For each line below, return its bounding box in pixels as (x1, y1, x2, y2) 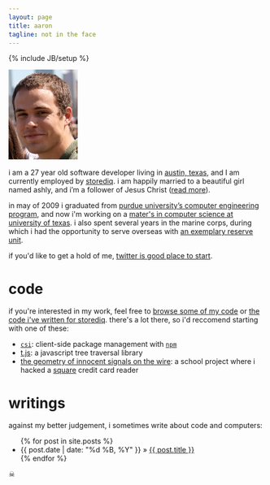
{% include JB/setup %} (8, 54, 89, 63)
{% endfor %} (20, 453, 67, 463)
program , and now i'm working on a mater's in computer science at (8, 210, 233, 219)
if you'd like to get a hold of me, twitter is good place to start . (8, 251, 213, 261)
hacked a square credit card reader (20, 366, 139, 375)
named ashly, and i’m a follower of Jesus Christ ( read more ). (8, 185, 211, 195)
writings (8, 394, 66, 412)
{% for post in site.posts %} (20, 436, 114, 446)
